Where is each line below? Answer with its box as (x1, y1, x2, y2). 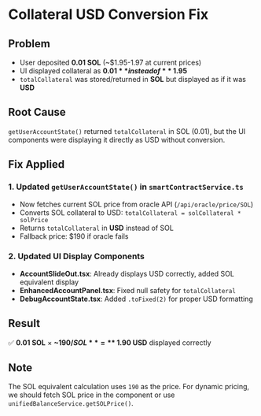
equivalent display (19, 277, 79, 287)
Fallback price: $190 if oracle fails (19, 231, 129, 241)
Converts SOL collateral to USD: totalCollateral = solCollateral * (19, 207, 241, 217)
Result (8, 317, 41, 330)
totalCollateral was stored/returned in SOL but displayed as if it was (19, 75, 246, 84)
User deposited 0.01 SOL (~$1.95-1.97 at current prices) (19, 58, 202, 67)
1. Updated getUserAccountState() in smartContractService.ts (8, 181, 244, 192)
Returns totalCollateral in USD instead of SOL (19, 223, 175, 232)
